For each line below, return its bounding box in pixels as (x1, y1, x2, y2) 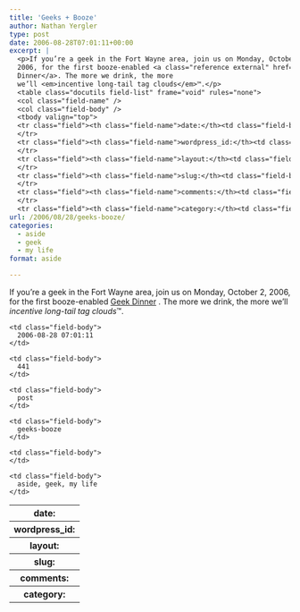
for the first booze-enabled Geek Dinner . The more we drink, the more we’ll (9, 296, 288, 307)
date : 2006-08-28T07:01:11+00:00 (9, 38, 134, 47)
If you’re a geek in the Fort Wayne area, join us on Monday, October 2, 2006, (9, 287, 291, 297)
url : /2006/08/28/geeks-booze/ (9, 212, 126, 222)
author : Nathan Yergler (9, 21, 98, 30)
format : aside (9, 254, 62, 264)
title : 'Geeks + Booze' (9, 13, 98, 22)
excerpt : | (9, 47, 50, 55)
